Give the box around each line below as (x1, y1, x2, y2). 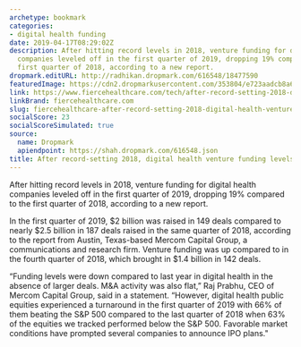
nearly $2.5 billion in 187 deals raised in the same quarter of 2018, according (9, 224, 291, 235)
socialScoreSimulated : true (9, 122, 115, 131)
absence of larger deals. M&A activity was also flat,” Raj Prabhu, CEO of (9, 280, 275, 291)
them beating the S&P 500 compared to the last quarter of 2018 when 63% (9, 309, 286, 319)
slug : (9, 105, 30, 114)
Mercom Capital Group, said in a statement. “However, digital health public (9, 290, 285, 300)
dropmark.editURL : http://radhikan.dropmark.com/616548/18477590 (9, 72, 258, 80)
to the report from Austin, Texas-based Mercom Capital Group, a (9, 234, 248, 245)
